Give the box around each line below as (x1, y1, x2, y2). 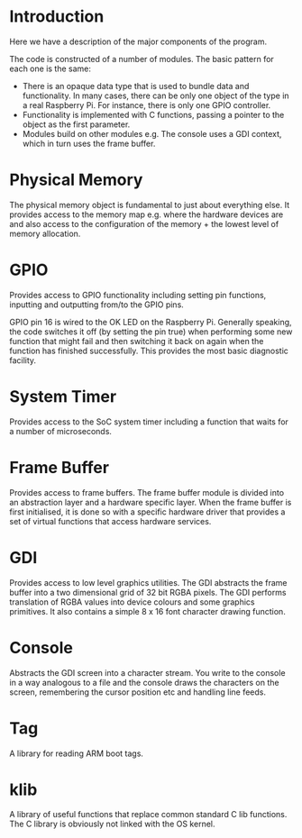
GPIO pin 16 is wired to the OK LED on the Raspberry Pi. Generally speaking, (9, 316, 292, 327)
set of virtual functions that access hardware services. (9, 515, 212, 526)
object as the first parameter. (22, 119, 131, 130)
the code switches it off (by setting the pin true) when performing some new (9, 326, 293, 337)
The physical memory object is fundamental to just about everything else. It (9, 199, 290, 210)
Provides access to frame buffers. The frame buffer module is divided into (9, 487, 285, 497)
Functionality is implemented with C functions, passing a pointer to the (22, 109, 285, 120)
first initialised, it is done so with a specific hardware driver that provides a (9, 506, 286, 517)
